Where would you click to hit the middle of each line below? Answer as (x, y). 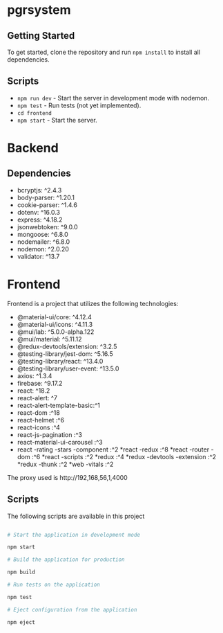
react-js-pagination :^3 (50, 434)
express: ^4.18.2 (40, 220)
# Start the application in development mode (74, 535)
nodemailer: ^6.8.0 (43, 242)
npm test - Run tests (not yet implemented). (79, 105)
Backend (33, 148)
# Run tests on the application (54, 585)
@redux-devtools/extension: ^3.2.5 (67, 346)
